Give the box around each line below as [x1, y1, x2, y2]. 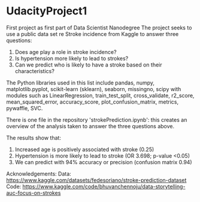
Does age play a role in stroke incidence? [14, 48, 117, 55]
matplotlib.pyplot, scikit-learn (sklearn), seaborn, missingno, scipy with [6, 85, 181, 92]
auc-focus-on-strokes [6, 189, 61, 196]
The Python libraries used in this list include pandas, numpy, [6, 79, 154, 86]
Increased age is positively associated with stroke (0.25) [14, 146, 154, 153]
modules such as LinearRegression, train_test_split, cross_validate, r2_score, [6, 92, 195, 99]
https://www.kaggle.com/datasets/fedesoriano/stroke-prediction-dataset [6, 176, 187, 183]
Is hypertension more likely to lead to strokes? [14, 55, 129, 62]
